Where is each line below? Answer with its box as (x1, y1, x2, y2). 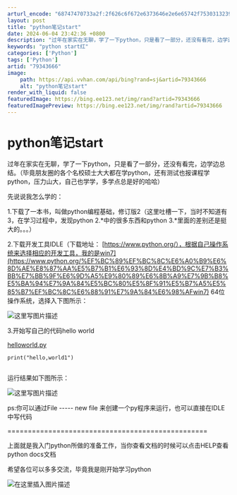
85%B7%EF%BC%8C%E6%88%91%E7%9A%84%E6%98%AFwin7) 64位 (7, 287, 226, 296)
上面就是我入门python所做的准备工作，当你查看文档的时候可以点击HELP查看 (7, 441, 229, 449)
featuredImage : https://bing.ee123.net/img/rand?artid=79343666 (7, 96, 200, 103)
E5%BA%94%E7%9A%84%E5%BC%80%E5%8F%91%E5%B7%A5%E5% (7, 279, 226, 287)
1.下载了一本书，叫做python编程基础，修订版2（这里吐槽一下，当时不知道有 (7, 207, 228, 215)
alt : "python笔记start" (20, 83, 88, 90)
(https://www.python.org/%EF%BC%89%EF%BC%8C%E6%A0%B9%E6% (7, 256, 227, 265)
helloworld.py (7, 340, 47, 349)
